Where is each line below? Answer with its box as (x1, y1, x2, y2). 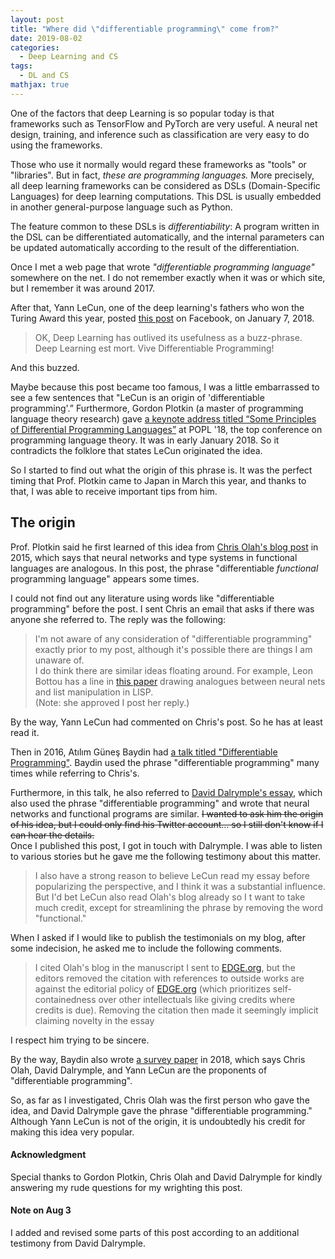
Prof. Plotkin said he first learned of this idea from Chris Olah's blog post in (10, 541, 319, 553)
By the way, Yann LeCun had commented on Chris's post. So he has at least (10, 716, 323, 728)
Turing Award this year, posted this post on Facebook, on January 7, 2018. (10, 312, 315, 324)
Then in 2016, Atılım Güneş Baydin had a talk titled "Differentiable (10, 746, 278, 758)
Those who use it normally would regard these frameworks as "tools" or (10, 158, 307, 170)
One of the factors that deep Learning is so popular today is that (10, 107, 275, 119)
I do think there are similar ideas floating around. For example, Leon (34, 664, 313, 676)
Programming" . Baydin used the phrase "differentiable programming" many (10, 756, 320, 768)
